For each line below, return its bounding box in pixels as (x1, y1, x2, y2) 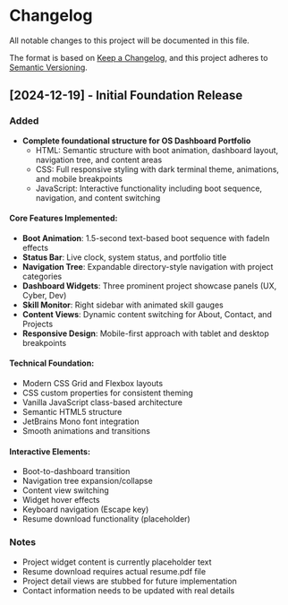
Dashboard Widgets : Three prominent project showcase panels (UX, (21, 280, 277, 291)
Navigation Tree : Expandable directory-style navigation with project (21, 261, 274, 272)
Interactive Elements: (9, 445, 91, 457)
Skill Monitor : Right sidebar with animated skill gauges (21, 299, 224, 310)
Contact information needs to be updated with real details (21, 584, 235, 596)
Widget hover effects (21, 495, 100, 506)
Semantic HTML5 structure (21, 407, 123, 418)
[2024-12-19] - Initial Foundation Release (9, 88, 243, 103)
